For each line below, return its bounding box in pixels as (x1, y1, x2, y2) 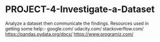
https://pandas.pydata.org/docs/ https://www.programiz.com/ (5, 31, 134, 37)
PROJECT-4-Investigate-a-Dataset (5, 4, 155, 15)
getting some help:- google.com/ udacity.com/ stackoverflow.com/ (5, 25, 144, 31)
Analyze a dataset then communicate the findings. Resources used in (5, 20, 149, 26)
